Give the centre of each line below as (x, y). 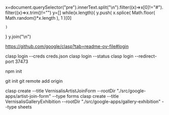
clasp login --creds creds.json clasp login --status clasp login (69, 56)
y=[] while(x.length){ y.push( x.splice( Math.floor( (104, 13)
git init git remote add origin (34, 81)
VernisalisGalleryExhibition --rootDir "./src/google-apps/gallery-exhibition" (83, 101)
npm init (14, 71)
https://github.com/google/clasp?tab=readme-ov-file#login (67, 46)
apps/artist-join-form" (28, 96)
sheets (25, 107)
